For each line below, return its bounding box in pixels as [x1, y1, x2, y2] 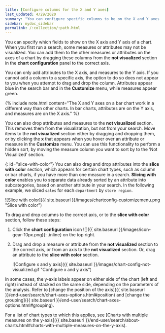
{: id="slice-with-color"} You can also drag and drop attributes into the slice [5, 161, 160, 167]
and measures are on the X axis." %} [5, 111, 80, 116]
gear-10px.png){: [12, 232, 47, 238]
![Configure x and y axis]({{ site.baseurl [12, 261, 93, 267]
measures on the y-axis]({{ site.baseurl [5, 317, 85, 323]
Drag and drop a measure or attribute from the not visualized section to [12, 241, 159, 247]
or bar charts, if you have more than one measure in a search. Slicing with [5, 172, 156, 178]
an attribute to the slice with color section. [12, 252, 99, 258]
